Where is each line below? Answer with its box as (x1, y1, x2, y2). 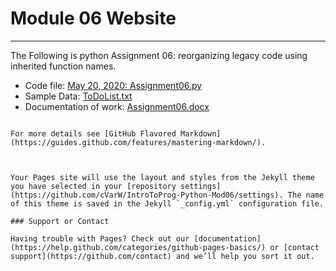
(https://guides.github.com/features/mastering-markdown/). (10, 137, 267, 147)
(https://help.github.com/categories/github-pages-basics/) (10, 242, 267, 252)
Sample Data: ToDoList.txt (24, 90, 133, 102)
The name (287, 190, 325, 200)
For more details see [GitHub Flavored (10, 128, 177, 139)
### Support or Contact (10, 216, 110, 226)
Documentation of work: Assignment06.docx (24, 100, 210, 112)
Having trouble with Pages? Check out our (10, 233, 190, 244)
